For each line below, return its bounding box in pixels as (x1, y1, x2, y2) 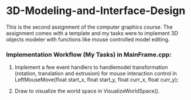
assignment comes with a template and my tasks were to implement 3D (6, 29, 179, 36)
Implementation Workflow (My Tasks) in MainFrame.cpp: (6, 50, 172, 58)
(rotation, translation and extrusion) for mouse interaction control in (14, 70, 178, 77)
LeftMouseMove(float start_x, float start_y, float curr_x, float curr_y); (14, 76, 179, 83)
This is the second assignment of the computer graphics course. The (6, 23, 173, 30)
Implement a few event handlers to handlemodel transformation (14, 64, 168, 71)
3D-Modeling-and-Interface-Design (6, 4, 186, 18)
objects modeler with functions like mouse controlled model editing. (6, 36, 170, 43)
